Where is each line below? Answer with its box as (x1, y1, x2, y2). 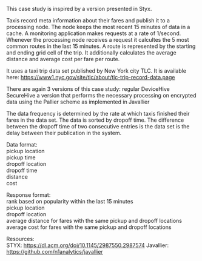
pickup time (6, 154, 36, 161)
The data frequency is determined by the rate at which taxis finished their (6, 110, 190, 117)
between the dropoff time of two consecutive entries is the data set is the (6, 123, 190, 130)
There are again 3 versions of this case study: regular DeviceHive (6, 85, 170, 93)
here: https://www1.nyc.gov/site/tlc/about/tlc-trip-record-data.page (6, 74, 175, 81)
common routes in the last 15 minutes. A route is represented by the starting (6, 42, 196, 50)
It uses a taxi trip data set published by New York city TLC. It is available (6, 67, 187, 74)
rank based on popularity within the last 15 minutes (6, 198, 133, 205)
